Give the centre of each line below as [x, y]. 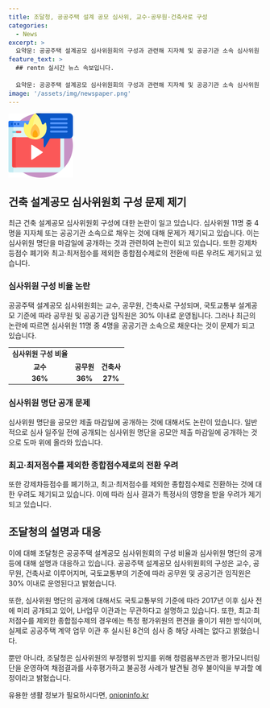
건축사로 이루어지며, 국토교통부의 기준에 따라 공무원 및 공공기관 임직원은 [138, 573]
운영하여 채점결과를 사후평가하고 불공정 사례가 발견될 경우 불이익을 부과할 [138, 668]
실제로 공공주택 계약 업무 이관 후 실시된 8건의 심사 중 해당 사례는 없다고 [120, 630]
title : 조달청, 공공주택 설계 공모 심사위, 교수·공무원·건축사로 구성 [108, 17]
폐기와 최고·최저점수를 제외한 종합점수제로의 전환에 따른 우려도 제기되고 [141, 253]
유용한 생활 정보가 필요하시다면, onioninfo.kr [79, 695]
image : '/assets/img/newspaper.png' [70, 93]
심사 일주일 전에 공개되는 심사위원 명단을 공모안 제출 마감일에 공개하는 [139, 432]
